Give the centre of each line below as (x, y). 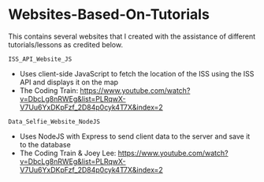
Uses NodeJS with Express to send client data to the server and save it (135, 136)
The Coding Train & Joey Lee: (68, 153)
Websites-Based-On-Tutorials (109, 15)
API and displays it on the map (69, 82)
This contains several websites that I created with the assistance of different (132, 36)
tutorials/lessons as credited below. (66, 44)
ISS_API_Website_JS (40, 59)
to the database (45, 144)
